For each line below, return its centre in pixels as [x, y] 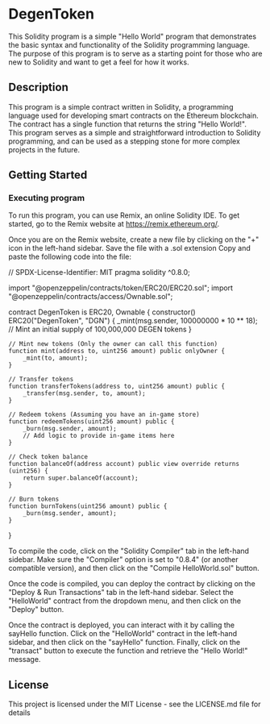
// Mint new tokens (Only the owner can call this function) [113, 344]
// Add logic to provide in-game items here [99, 436]
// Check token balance [48, 457]
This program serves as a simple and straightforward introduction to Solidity [135, 132]
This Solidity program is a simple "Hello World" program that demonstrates [132, 36]
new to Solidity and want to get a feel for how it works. [99, 62]
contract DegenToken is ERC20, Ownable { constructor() [102, 312]
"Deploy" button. [36, 610]
